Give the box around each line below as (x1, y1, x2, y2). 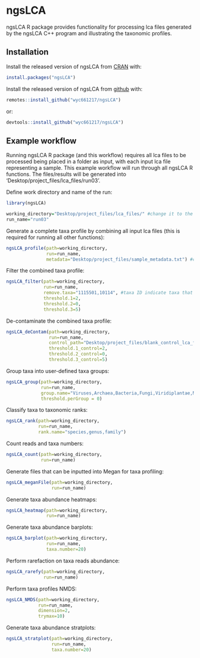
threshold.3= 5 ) (43, 306, 82, 313)
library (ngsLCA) (6, 200, 46, 206)
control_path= (48, 340, 84, 346)
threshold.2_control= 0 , (48, 351, 108, 357)
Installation (6, 47, 49, 57)
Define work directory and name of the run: (6, 189, 112, 196)
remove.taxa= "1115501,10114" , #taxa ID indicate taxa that (43, 290, 193, 296)
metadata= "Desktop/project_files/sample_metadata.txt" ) (46, 256, 187, 262)
